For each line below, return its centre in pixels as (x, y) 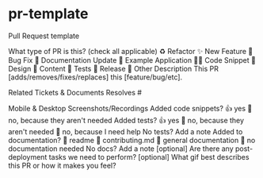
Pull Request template (44, 36)
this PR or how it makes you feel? (62, 165)
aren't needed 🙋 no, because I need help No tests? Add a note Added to (126, 131)
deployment (28, 157)
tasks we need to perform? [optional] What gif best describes (149, 157)
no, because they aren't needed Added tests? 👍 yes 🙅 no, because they (126, 120)
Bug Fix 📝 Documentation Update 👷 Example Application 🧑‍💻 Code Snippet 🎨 (132, 60)
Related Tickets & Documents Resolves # (75, 92)
